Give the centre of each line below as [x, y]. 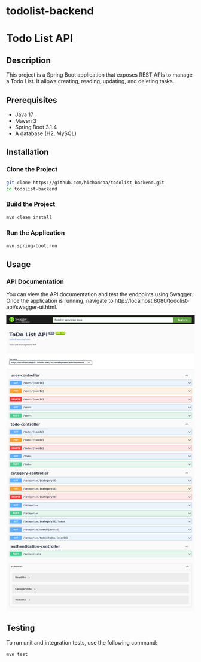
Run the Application [36, 233]
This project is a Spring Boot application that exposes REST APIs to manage [99, 75]
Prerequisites [32, 100]
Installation [28, 152]
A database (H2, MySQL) [45, 133]
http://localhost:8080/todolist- [152, 301]
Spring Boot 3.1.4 [36, 127]
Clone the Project [32, 169]
